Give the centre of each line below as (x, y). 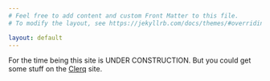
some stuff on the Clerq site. (55, 69)
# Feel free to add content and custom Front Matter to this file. (124, 16)
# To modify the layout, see (57, 23)
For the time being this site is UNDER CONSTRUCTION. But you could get (130, 60)
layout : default (35, 38)
